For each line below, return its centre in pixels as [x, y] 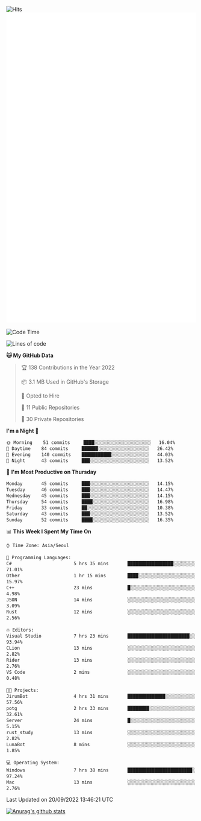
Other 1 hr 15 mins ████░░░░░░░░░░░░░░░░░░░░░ [101, 575]
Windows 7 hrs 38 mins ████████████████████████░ [101, 770]
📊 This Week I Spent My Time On [49, 531]
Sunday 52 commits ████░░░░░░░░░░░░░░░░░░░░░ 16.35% [90, 520]
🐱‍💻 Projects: [23, 690]
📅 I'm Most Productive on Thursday [51, 472]
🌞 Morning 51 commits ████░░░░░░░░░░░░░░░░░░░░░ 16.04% [91, 442]
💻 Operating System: [33, 762]
